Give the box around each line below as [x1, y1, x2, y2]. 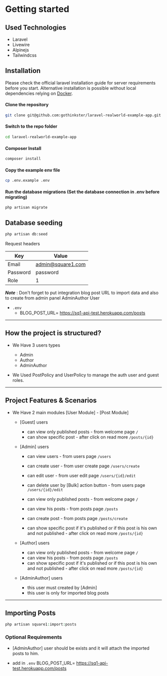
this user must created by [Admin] [27, 585, 97, 591]
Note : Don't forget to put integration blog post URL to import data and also [5, 290, 159, 296]
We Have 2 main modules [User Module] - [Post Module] [12, 409, 129, 415]
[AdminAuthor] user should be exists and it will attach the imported [12, 645, 150, 651]
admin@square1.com [35, 261, 86, 268]
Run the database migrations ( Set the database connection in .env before [5, 189, 160, 195]
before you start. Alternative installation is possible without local [5, 85, 137, 91]
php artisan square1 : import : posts [5, 622, 77, 627]
